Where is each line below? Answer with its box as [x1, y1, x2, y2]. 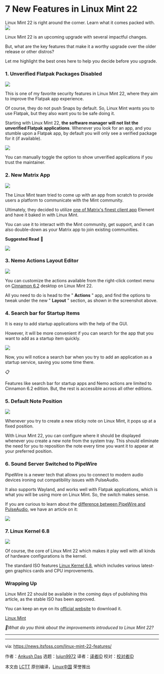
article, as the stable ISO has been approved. [5, 596, 96, 602]
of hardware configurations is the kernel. [5, 553, 87, 559]
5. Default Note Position [5, 398, 62, 404]
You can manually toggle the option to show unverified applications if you [5, 154, 153, 160]
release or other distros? [5, 48, 55, 54]
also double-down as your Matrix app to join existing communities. [5, 226, 139, 232]
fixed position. [5, 423, 34, 429]
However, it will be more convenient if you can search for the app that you [5, 330, 154, 336]
